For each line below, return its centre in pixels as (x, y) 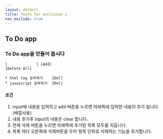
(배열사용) (22, 113)
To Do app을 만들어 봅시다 (35, 54)
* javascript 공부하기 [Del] (34, 84)
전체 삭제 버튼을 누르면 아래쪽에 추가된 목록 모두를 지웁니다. (70, 125)
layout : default (22, 10)
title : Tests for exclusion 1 (36, 14)
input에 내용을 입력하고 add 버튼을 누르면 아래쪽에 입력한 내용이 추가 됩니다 (85, 107)
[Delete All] (19, 69)
